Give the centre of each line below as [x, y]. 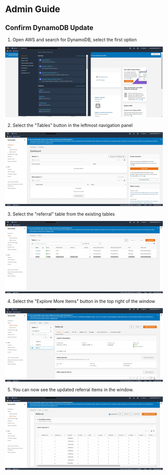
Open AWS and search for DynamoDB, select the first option [74, 39]
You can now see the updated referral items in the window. [73, 389]
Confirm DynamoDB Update [49, 28]
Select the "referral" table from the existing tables [63, 214]
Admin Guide [33, 9]
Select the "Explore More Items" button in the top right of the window [84, 301]
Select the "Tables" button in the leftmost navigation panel [72, 125]
